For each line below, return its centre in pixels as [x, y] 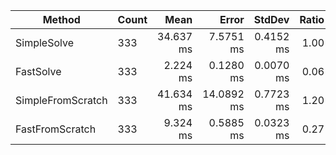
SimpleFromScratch [61, 100]
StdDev [271, 19]
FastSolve [38, 71]
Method [61, 19]
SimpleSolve [44, 42]
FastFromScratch [56, 129]
